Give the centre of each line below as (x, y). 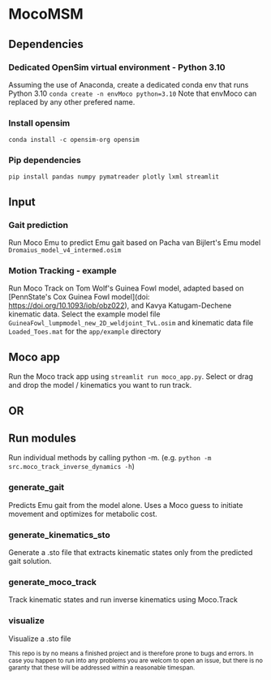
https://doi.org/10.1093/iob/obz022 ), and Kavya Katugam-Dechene (120, 306)
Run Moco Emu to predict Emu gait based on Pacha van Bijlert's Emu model (135, 243)
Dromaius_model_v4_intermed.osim (65, 251)
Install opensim (39, 123)
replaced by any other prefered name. (72, 101)
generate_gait (37, 488)
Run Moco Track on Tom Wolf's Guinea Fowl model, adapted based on (126, 288)
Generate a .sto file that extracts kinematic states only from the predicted (131, 553)
